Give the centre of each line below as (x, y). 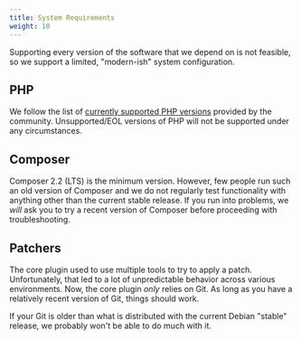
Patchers (35, 248)
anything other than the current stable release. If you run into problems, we (149, 201)
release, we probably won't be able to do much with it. (111, 326)
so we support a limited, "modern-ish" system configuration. (122, 61)
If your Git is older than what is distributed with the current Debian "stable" (148, 316)
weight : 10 (30, 26)
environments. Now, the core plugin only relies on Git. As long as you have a (151, 288)
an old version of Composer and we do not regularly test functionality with (148, 191)
